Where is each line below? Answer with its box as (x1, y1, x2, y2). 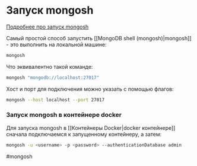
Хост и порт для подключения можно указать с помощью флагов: (6, 85, 174, 92)
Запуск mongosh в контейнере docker (6, 111, 122, 119)
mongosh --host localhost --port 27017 (6, 97, 105, 103)
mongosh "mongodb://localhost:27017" (6, 75, 100, 81)
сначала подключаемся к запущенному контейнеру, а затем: (6, 130, 162, 138)
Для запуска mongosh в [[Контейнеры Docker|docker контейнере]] (6, 124, 176, 131)
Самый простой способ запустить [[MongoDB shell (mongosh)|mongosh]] (6, 34, 192, 41)
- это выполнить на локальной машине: (6, 41, 107, 48)
